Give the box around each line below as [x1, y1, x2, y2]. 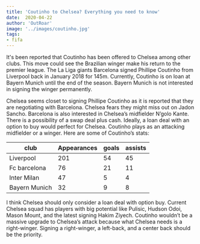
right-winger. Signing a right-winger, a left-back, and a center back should [6, 225, 191, 231]
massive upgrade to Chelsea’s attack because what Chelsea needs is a [6, 218, 183, 225]
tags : [6, 31, 20, 37]
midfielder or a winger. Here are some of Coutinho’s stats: [6, 129, 149, 136]
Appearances [58, 144, 98, 152]
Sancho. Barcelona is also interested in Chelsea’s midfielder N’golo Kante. [6, 110, 189, 117]
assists [125, 144, 146, 152]
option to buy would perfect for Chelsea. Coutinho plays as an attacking [6, 123, 185, 130]
